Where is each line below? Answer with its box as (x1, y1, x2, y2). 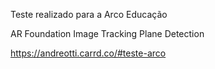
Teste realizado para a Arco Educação (10, 9, 168, 20)
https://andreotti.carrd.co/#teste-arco (10, 47, 167, 59)
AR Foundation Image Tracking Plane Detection (10, 28, 205, 39)
